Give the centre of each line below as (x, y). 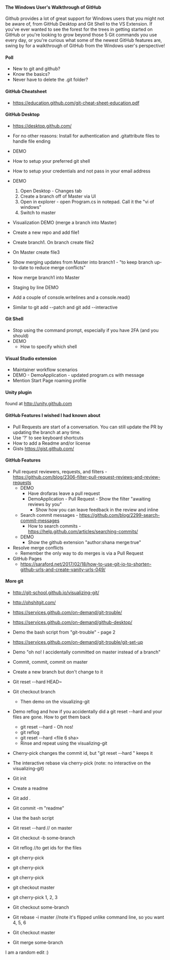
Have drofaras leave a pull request (64, 493)
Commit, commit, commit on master (50, 662)
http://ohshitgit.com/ (34, 603)
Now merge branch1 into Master (46, 277)
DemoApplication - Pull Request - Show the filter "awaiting (89, 498)
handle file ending (32, 141)
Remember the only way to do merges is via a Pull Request (82, 553)
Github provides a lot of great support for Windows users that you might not (85, 18)
